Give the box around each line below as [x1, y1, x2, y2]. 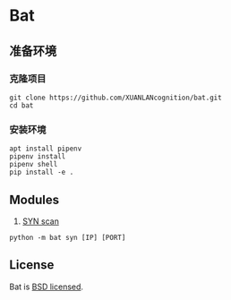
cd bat [9, 100, 34, 110]
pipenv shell [9, 160, 58, 169]
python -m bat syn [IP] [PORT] [9, 233, 126, 242]
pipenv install [9, 152, 66, 161]
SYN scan [21, 216, 60, 227]
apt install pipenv [9, 144, 82, 153]
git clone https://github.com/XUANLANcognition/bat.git [9, 93, 222, 102]
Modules [9, 192, 60, 207]
